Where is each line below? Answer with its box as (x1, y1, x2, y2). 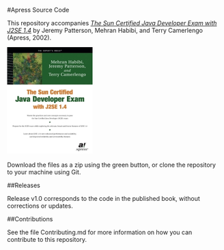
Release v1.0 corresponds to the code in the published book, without (7, 195, 200, 202)
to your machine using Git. (7, 168, 81, 176)
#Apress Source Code (7, 6, 70, 14)
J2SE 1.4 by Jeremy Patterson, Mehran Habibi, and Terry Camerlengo (7, 27, 204, 34)
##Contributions (7, 215, 53, 223)
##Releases (7, 181, 41, 189)
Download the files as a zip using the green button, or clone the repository (7, 161, 216, 169)
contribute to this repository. (7, 236, 87, 243)
